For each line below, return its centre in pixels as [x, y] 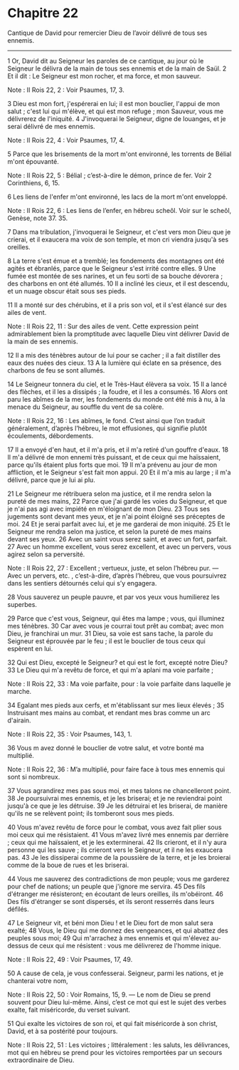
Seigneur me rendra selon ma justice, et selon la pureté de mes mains [110, 531]
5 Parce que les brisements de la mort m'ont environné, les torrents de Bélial [119, 154]
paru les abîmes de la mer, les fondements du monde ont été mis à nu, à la [116, 399]
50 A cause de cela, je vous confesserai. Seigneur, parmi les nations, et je [116, 973]
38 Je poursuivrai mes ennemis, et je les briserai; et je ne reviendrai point [115, 798]
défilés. [18, 909]
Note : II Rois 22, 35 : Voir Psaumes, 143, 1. [70, 734]
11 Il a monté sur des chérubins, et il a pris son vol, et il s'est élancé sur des [117, 305]
